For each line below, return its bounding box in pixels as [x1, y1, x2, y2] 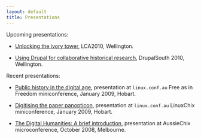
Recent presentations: [6, 72, 61, 79]
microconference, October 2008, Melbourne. [14, 126, 126, 133]
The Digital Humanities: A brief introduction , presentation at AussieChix [14, 119, 191, 126]
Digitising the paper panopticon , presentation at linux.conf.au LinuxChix [14, 101, 195, 108]
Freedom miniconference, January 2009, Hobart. [14, 90, 136, 97]
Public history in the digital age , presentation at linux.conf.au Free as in [14, 83, 193, 90]
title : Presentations [6, 14, 60, 20]
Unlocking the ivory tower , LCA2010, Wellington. [14, 43, 134, 50]
